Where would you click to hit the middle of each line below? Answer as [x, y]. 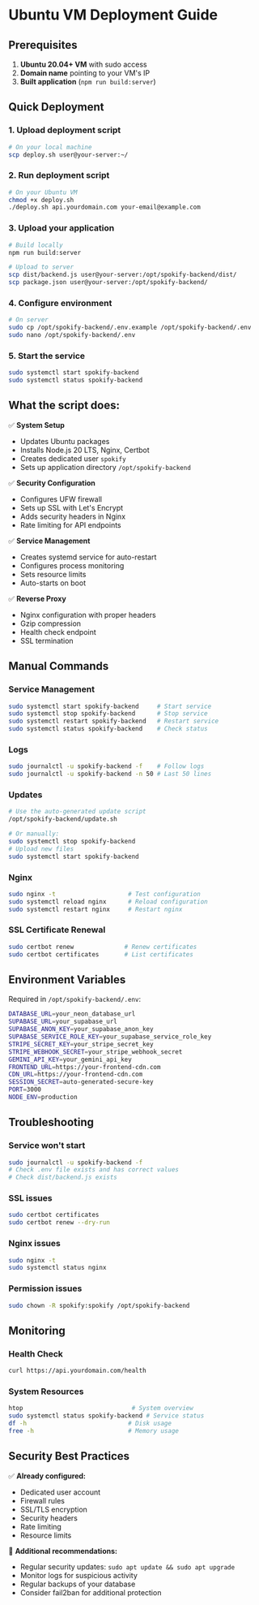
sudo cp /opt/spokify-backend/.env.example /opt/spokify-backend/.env [130, 328]
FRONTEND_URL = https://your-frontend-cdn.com [85, 1067]
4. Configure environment [60, 303]
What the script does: [64, 406]
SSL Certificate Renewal [57, 930]
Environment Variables [67, 979]
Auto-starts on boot [53, 583]
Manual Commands [59, 666]
